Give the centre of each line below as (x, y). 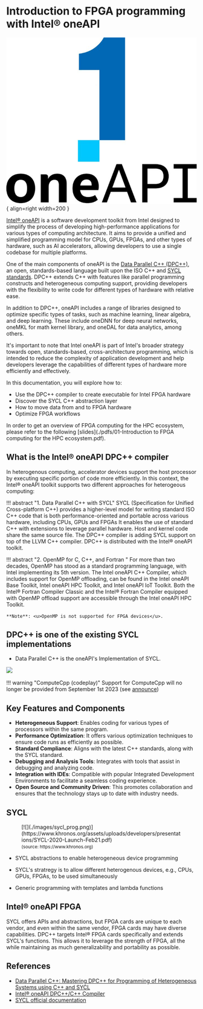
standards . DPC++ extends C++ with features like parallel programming (95, 277)
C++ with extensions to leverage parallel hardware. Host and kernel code (97, 528)
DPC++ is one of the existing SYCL (72, 634)
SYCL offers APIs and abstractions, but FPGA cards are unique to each (94, 921)
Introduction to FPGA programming (96, 11)
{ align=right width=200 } (38, 208)
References (28, 966)
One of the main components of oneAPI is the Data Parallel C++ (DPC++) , (98, 264)
